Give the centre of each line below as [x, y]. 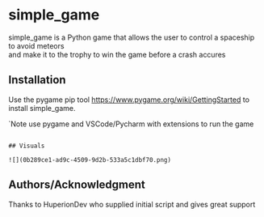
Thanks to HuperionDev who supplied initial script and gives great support [132, 204]
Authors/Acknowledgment [77, 185]
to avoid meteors [36, 45]
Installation [37, 80]
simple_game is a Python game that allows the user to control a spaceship [132, 37]
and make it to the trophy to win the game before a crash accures [117, 54]
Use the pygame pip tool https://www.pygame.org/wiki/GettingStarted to [129, 100]
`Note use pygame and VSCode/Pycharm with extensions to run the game [131, 124]
